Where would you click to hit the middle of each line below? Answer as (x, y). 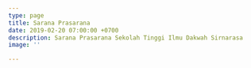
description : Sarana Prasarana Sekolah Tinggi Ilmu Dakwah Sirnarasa (126, 38)
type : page (26, 15)
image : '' (25, 45)
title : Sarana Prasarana (49, 23)
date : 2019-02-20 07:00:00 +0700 (64, 30)
